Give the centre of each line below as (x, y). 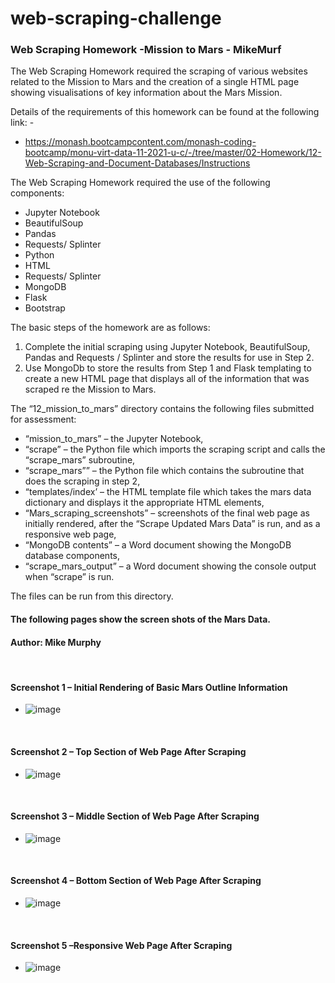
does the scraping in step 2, (82, 481)
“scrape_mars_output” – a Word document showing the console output (170, 566)
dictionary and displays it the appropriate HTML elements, (144, 503)
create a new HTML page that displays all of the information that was (167, 379)
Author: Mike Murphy (56, 642)
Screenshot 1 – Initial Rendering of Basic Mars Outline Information (149, 687)
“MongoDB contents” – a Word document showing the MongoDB (158, 545)
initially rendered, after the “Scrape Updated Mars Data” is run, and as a (172, 524)
